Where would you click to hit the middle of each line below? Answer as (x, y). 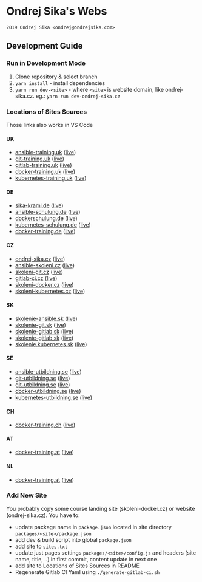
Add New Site (27, 495)
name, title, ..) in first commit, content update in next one (86, 559)
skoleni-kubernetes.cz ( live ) (50, 291)
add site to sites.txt (41, 546)
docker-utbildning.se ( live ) (48, 391)
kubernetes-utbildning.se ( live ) (54, 397)
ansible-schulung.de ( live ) (48, 212)
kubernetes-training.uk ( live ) (51, 178)
